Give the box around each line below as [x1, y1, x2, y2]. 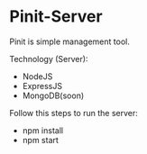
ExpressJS [22, 80, 63, 91]
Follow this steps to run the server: [9, 107, 138, 118]
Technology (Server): [9, 53, 88, 64]
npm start [22, 134, 59, 145]
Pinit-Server [9, 6, 103, 27]
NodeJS [22, 70, 53, 82]
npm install [22, 124, 64, 136]
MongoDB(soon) [22, 90, 85, 101]
